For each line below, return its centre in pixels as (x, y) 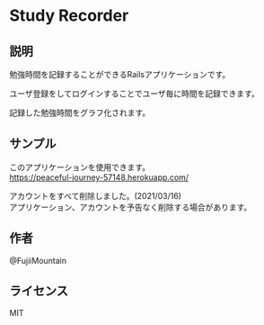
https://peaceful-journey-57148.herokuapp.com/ (99, 177)
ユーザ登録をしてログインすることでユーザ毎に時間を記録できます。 (135, 94)
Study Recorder (69, 16)
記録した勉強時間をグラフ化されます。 (80, 113)
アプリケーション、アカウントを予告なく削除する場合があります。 (131, 207)
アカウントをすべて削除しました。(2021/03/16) (96, 195)
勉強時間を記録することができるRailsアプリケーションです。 (120, 74)
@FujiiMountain (38, 260)
